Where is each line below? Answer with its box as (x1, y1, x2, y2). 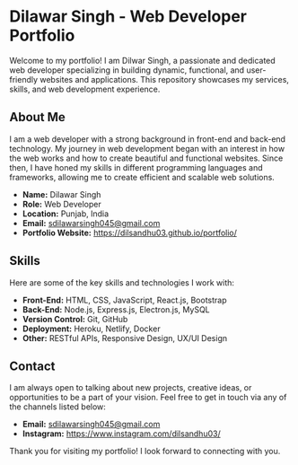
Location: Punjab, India (22, 208, 110, 219)
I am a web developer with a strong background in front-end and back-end (9, 133, 285, 145)
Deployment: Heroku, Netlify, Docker (22, 323, 161, 334)
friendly (9, 74, 39, 84)
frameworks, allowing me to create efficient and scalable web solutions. (9, 171, 276, 182)
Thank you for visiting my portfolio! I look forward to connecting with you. (9, 446, 281, 457)
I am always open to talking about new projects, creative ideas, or (9, 382, 252, 393)
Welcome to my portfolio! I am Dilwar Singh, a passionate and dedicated (9, 55, 276, 66)
